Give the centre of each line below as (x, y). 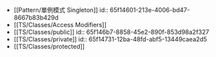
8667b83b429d (36, 18)
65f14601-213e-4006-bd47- (150, 10)
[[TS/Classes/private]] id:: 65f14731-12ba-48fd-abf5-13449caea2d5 (110, 39)
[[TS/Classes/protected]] (49, 46)
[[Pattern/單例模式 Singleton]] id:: (61, 10)
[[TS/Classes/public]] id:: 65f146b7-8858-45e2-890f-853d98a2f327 (111, 32)
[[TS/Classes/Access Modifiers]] (60, 25)
